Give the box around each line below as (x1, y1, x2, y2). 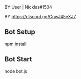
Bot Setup (4, 28, 35, 36)
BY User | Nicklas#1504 (4, 4, 52, 10)
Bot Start (4, 55, 32, 63)
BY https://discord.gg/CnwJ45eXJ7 (4, 14, 76, 19)
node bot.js (4, 68, 27, 74)
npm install (4, 41, 27, 47)
